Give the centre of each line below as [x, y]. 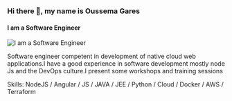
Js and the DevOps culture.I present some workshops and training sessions [115, 71]
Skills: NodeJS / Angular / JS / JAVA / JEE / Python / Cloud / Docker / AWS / [115, 84]
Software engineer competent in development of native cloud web [101, 56]
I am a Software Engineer [44, 28]
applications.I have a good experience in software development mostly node [116, 64]
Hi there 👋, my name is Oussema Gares [74, 11]
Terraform [21, 92]
